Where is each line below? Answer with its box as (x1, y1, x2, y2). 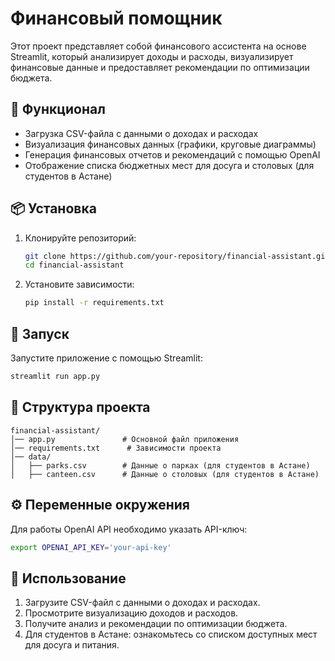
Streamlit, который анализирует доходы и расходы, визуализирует (10, 50, 294, 62)
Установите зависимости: (24, 278, 135, 291)
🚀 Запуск (10, 325, 70, 342)
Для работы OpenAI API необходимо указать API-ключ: (10, 523, 248, 535)
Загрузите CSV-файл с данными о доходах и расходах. (24, 597, 261, 609)
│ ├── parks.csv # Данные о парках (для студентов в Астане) (10, 460, 311, 471)
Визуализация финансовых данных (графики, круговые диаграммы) (24, 138, 317, 150)
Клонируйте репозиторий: (24, 232, 137, 244)
